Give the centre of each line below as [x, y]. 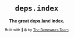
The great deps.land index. [37, 21]
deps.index [37, 8]
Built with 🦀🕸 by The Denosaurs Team [37, 30]
